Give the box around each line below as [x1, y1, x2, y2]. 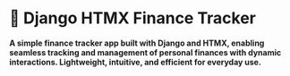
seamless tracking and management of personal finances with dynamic [9, 46, 282, 57]
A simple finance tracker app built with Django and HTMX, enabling [9, 38, 265, 48]
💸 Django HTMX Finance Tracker [9, 8, 257, 29]
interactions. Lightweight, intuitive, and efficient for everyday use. [9, 56, 262, 67]
